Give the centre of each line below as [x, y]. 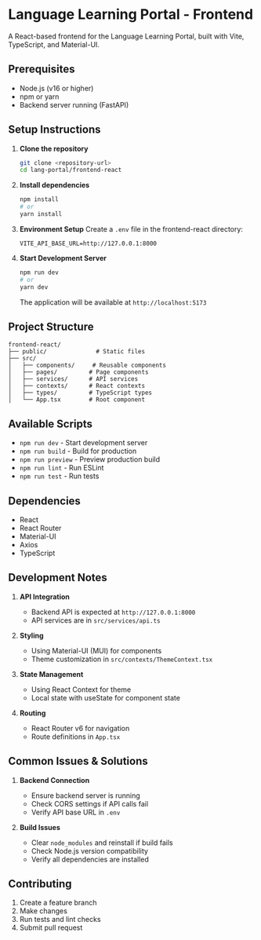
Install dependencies [54, 185]
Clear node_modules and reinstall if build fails [102, 843]
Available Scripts [50, 424]
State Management [51, 674]
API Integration [45, 596]
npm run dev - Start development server [83, 443]
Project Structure [51, 326]
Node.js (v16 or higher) [56, 88]
